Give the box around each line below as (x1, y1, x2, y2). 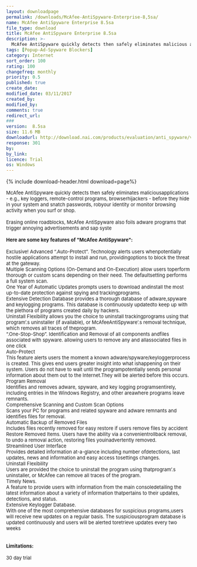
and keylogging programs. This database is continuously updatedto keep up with (6, 301, 188, 308)
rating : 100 (6, 63, 35, 69)
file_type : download (6, 25, 57, 31)
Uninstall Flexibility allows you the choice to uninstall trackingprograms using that (6, 313, 189, 320)
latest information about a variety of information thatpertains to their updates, (6, 490, 180, 496)
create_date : (6, 85, 38, 91)
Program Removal (6, 378, 46, 384)
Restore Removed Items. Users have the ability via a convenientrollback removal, (6, 431, 188, 437)
